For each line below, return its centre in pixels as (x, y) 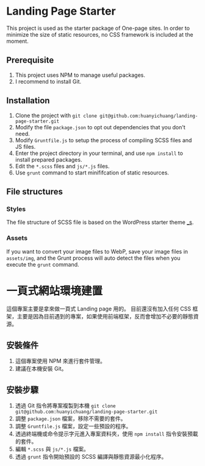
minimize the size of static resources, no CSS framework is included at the (100, 34)
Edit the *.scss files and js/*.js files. (62, 166)
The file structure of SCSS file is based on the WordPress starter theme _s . (100, 222)
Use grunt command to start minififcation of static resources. (92, 173)
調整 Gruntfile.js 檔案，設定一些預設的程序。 (73, 426)
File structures (34, 191)
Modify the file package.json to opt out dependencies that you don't (100, 127)
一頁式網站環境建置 (55, 291)
